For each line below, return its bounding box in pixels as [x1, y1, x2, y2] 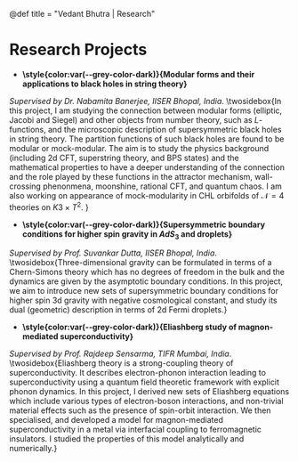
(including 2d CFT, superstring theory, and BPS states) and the [9, 152, 239, 163]
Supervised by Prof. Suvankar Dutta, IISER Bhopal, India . [9, 247, 218, 258]
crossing [9, 181, 42, 191]
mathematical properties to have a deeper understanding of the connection [9, 161, 285, 173]
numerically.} [9, 443, 58, 454]
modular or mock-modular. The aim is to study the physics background [9, 142, 270, 153]
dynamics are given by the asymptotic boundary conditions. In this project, [9, 276, 283, 287]
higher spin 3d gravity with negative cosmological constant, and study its [9, 295, 278, 306]
